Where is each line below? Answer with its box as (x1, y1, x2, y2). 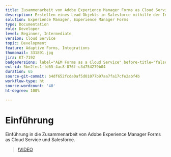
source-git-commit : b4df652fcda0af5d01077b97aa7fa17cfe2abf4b (5, 74, 140, 79)
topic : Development (5, 41, 47, 46)
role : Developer (5, 27, 40, 32)
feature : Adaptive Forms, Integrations (5, 45, 90, 50)
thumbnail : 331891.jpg (5, 50, 53, 55)
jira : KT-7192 (5, 55, 36, 60)
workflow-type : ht (5, 78, 44, 84)
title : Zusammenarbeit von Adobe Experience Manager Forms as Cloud (5, 7, 154, 13)
